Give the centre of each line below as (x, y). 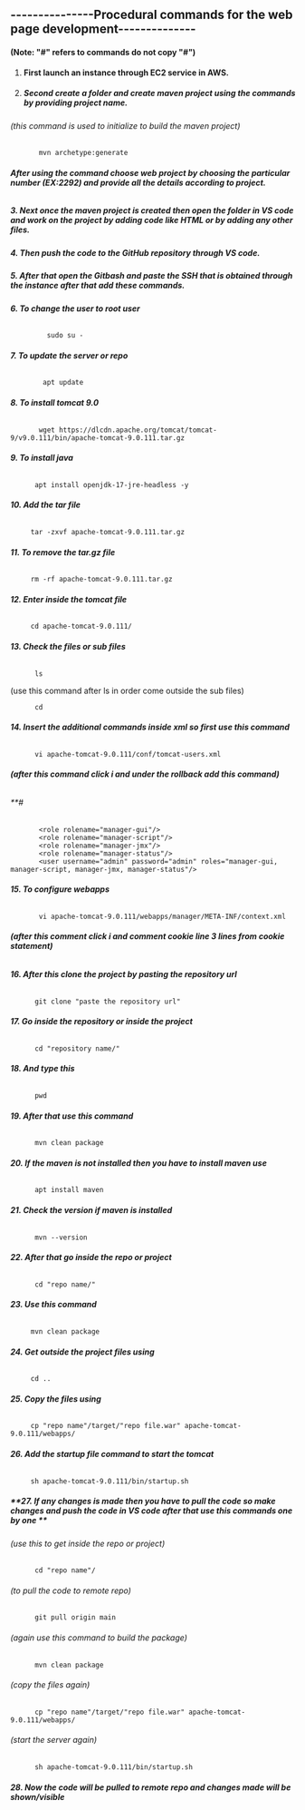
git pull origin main (75, 1618)
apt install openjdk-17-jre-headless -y (111, 484)
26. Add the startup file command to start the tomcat (112, 1453)
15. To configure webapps (60, 889)
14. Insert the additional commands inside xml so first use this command (150, 727)
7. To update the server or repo (69, 355)
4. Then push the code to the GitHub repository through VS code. (135, 252)
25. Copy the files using (56, 1399)
